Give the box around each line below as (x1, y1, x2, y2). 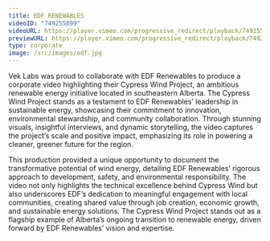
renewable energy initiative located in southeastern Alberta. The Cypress (8, 88, 251, 97)
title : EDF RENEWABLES (8, 11, 84, 20)
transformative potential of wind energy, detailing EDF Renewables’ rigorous (8, 164, 260, 173)
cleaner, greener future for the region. (8, 140, 134, 149)
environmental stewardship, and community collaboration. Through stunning (8, 114, 261, 123)
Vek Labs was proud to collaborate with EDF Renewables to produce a (8, 71, 241, 80)
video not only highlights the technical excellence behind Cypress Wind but (8, 181, 259, 190)
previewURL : (8, 34, 48, 43)
